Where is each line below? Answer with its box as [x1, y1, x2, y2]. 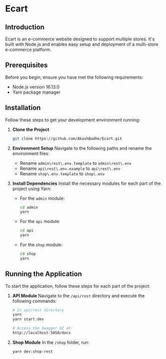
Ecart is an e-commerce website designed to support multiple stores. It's [5, 36, 155, 42]
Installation [5, 104, 41, 112]
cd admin [19, 205, 38, 210]
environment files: [12, 150, 50, 156]
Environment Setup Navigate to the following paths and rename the [12, 145, 152, 151]
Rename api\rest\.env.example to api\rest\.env [19, 165, 121, 171]
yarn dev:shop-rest [12, 349, 53, 354]
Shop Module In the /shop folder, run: [12, 339, 90, 345]
